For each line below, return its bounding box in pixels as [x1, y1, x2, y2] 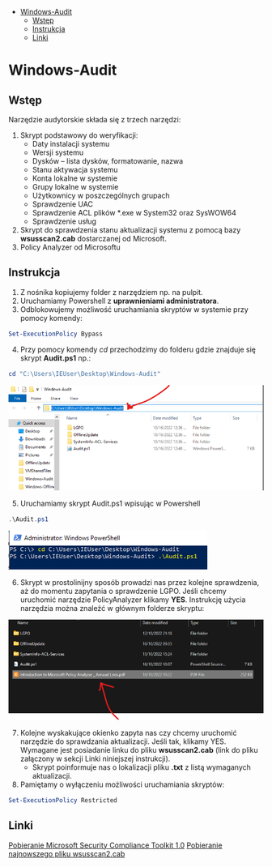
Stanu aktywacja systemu [32, 165, 119, 174]
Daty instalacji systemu [32, 139, 110, 148]
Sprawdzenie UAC [32, 199, 94, 209]
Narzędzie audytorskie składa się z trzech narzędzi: [8, 115, 181, 124]
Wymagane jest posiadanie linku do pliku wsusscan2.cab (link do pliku [19, 745, 258, 755]
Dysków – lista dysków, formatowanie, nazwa [32, 156, 184, 165]
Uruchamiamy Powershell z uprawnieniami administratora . [19, 296, 219, 305]
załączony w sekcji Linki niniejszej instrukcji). [19, 754, 171, 764]
